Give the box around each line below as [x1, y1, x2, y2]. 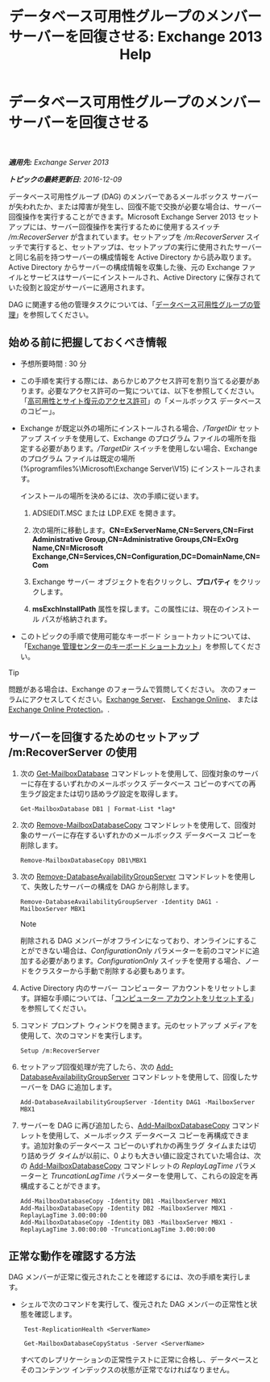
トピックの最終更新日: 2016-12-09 [8, 174, 123, 184]
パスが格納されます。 [41, 614, 112, 624]
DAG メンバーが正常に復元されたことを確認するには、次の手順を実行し [8, 1272, 244, 1282]
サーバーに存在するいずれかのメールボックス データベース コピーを [34, 830, 257, 840]
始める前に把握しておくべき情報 [8, 336, 167, 350]
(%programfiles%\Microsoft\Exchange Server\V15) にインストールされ [19, 464, 255, 473]
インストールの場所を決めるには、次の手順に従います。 [19, 490, 204, 501]
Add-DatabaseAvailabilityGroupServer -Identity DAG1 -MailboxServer [19, 1098, 255, 1107]
